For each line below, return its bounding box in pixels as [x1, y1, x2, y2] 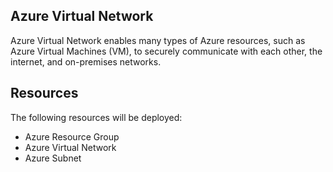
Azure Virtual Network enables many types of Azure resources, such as [10, 34, 306, 46]
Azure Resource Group [24, 130, 120, 143]
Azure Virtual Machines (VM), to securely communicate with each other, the [10, 45, 323, 57]
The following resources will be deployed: [10, 111, 183, 123]
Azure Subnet [24, 152, 82, 164]
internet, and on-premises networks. [10, 55, 162, 68]
